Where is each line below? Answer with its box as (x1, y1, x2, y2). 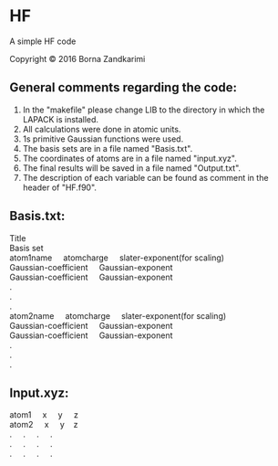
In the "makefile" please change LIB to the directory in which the (22, 104, 265, 115)
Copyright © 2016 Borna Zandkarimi (9, 53, 146, 64)
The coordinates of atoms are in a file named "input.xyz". (22, 153, 237, 164)
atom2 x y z (9, 419, 78, 430)
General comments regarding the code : (9, 79, 237, 96)
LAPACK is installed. (22, 113, 98, 124)
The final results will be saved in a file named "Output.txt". (22, 162, 242, 174)
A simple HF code (9, 36, 77, 47)
